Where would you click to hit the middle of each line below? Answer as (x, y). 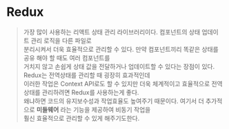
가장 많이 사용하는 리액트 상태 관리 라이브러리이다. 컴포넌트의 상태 (112, 32)
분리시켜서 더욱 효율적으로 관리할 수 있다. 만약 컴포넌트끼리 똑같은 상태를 (121, 49)
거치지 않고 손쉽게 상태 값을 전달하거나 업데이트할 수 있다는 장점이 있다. (119, 66)
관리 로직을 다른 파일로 (61, 40)
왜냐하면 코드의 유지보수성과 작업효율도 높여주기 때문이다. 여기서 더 (113, 101)
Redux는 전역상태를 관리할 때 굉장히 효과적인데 (87, 75)
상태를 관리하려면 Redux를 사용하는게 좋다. (81, 92)
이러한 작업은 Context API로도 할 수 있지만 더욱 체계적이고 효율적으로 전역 (123, 83)
